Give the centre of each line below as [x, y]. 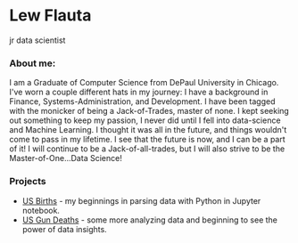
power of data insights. [64, 229]
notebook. [41, 210]
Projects [28, 182]
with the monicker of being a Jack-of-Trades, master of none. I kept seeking [149, 111]
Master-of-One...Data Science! [66, 158]
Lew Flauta [50, 16]
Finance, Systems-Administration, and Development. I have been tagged [142, 101]
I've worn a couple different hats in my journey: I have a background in [139, 92]
